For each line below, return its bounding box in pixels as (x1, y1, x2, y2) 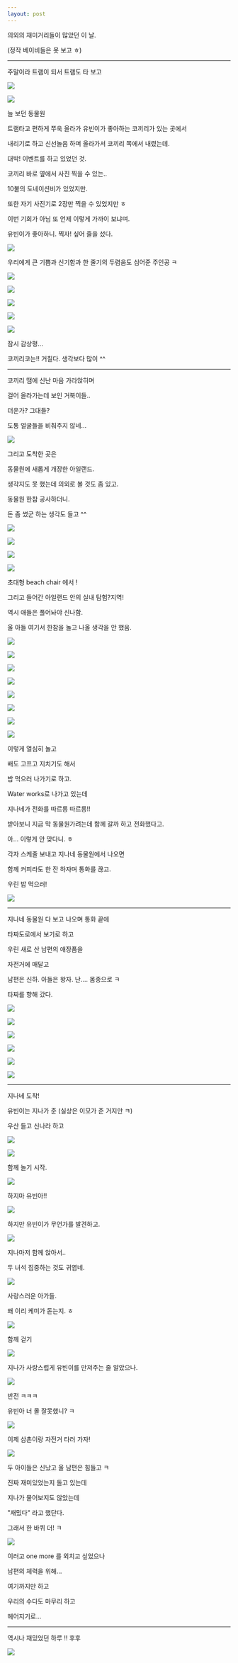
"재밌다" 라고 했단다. (7, 1508, 64, 1516)
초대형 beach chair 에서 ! (7, 578, 78, 586)
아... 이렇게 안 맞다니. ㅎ (7, 834, 73, 843)
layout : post (7, 10, 46, 18)
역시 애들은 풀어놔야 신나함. (7, 608, 84, 616)
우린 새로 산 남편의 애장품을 (7, 945, 84, 953)
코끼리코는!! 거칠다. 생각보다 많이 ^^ (7, 354, 106, 363)
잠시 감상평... (7, 339, 44, 348)
